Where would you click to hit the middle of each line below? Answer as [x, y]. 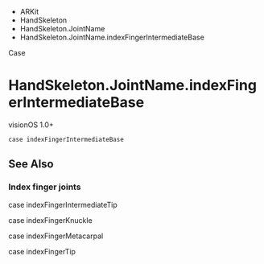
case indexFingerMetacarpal [56, 236]
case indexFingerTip [42, 251]
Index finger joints [45, 187]
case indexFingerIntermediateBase [66, 139]
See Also [31, 164]
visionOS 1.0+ [31, 125]
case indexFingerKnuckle [50, 220]
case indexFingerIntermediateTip [63, 204]
